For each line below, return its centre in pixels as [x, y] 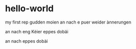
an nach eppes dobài [27, 41]
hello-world [30, 9]
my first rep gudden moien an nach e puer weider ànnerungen [68, 22]
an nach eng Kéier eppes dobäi [37, 31]
